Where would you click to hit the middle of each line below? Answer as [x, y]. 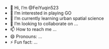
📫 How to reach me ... [33, 29]
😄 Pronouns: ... [26, 36]
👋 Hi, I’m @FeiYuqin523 [34, 8]
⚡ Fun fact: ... [24, 42]
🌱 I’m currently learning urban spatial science [57, 18]
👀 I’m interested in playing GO [41, 13]
